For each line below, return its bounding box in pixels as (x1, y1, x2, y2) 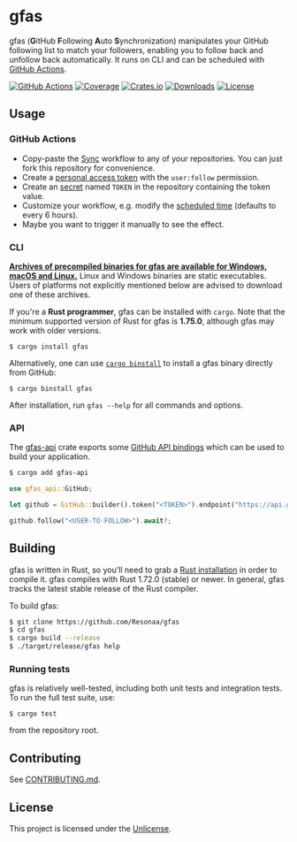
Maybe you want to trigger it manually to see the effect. (21, 218, 225, 229)
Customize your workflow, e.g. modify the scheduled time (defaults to (21, 200, 277, 210)
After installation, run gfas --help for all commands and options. (9, 400, 244, 410)
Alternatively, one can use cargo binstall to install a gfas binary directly (9, 357, 273, 368)
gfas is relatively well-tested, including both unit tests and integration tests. (9, 683, 283, 693)
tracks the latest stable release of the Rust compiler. (9, 583, 199, 593)
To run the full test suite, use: (9, 693, 116, 703)
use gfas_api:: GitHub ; (9, 485, 93, 494)
